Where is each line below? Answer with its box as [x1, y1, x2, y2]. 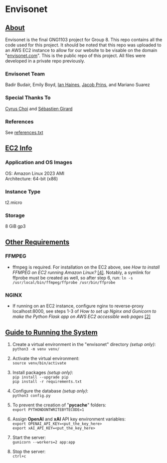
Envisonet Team [5, 70, 45, 77]
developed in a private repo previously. [5, 58, 85, 63]
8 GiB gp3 [5, 223, 26, 229]
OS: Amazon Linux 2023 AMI [5, 170, 65, 176]
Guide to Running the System [5, 328, 98, 336]
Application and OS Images [5, 159, 72, 166]
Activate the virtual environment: [12, 355, 80, 361]
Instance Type [5, 188, 41, 195]
